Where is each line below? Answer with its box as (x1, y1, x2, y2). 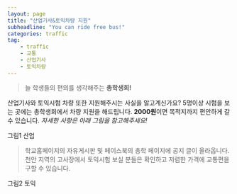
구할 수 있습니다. (24, 164, 71, 172)
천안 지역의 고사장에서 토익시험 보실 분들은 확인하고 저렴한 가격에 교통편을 (24, 155, 230, 164)
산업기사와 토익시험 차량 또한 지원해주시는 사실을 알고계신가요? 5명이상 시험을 (7, 98, 223, 107)
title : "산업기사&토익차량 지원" (7, 17, 92, 24)
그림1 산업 (7, 131, 35, 139)
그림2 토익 (7, 178, 36, 188)
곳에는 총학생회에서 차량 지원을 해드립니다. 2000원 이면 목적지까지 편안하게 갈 (14, 107, 231, 115)
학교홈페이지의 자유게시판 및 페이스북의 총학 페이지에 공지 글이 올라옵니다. (24, 146, 230, 154)
